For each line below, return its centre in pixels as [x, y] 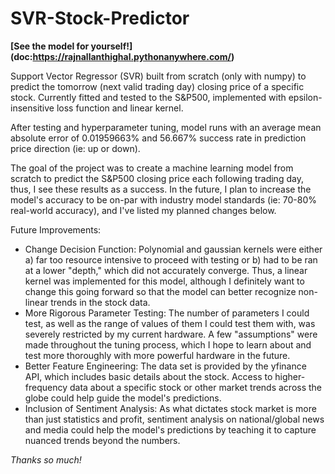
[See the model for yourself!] [71, 46]
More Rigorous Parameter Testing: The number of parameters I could [167, 313]
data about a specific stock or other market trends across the [196, 387]
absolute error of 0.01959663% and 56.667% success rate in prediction [158, 138]
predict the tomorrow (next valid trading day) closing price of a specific [157, 86]
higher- [290, 376]
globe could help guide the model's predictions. [123, 398]
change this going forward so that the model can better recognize [160, 291]
